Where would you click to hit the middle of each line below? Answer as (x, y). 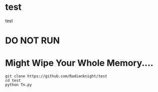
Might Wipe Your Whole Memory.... (79, 63)
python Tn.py (19, 85)
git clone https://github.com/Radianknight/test (56, 76)
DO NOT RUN (32, 41)
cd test (13, 81)
